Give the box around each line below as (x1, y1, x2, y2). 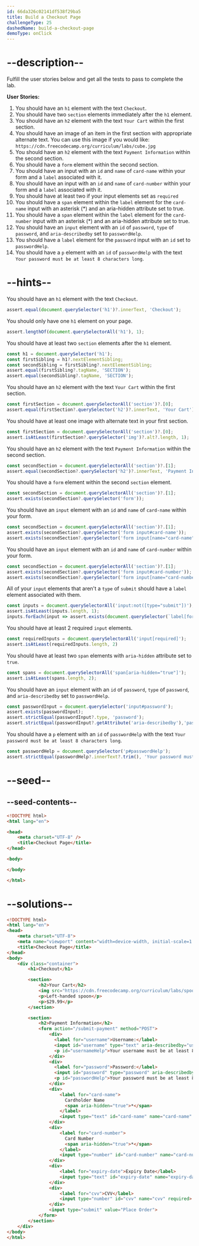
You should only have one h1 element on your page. (6, 317, 133, 325)
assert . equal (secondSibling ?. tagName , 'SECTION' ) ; (6, 373, 134, 379)
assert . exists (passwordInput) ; (6, 709, 84, 715)
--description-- (6, 56, 84, 70)
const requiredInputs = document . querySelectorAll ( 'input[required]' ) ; (6, 636, 187, 642)
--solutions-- (6, 897, 73, 911)
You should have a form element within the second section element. (6, 479, 172, 486)
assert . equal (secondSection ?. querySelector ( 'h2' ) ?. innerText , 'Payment (6, 468, 187, 474)
